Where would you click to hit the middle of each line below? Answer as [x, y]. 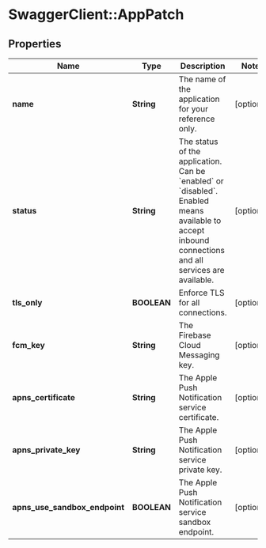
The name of [202, 79]
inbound [194, 240]
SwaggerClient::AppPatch [96, 15]
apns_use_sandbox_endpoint [68, 507]
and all [191, 260]
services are [201, 270]
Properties [35, 44]
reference [197, 119]
